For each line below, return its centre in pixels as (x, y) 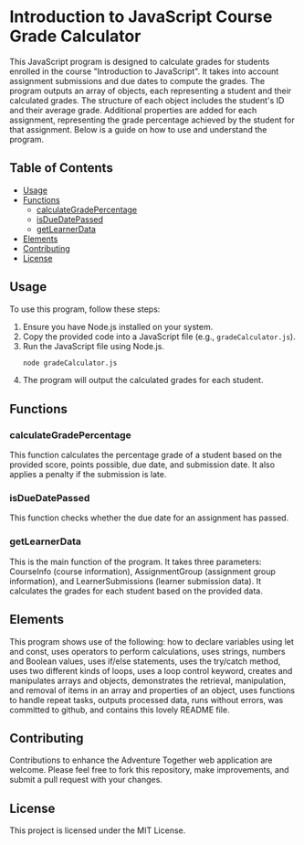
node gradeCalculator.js (70, 363)
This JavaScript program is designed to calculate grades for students (140, 61)
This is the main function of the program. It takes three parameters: (136, 562)
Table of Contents (62, 168)
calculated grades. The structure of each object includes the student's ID (147, 100)
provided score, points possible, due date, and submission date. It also (142, 465)
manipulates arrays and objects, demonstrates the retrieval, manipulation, (147, 680)
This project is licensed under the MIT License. (98, 830)
